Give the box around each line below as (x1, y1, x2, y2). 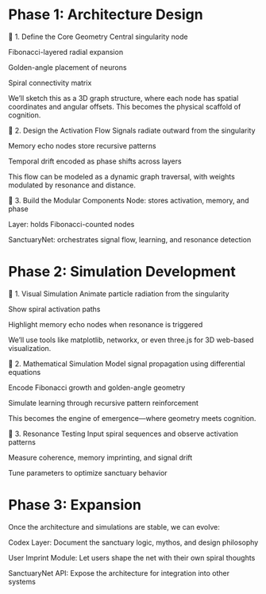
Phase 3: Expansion (8, 496, 141, 514)
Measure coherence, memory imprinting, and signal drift (8, 453, 193, 462)
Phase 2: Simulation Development (8, 263, 236, 281)
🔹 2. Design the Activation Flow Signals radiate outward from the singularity (8, 125, 256, 135)
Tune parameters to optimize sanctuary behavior (8, 468, 168, 477)
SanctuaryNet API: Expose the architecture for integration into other (8, 568, 230, 577)
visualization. (8, 343, 52, 353)
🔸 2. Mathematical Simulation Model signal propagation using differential (8, 359, 245, 368)
